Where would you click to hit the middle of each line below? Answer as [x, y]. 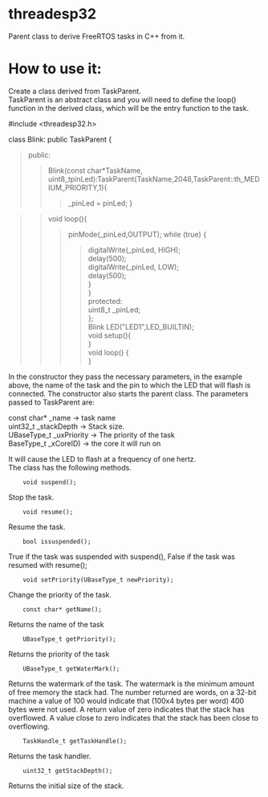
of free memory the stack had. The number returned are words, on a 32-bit [132, 692]
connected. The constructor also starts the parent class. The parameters [128, 393]
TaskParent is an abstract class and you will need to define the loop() [122, 99]
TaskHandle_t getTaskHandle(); [75, 741]
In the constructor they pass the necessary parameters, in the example [126, 376]
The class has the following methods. [70, 467]
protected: [105, 301]
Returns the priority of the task [59, 654]
